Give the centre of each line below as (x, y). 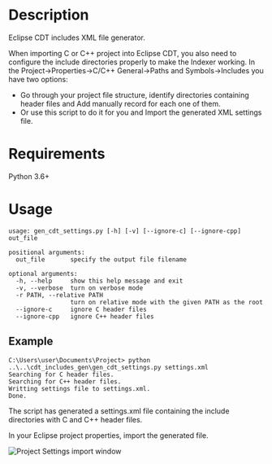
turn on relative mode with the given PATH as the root (167, 302)
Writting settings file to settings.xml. (80, 388)
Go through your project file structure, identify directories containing (134, 94)
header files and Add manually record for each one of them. (120, 103)
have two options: (38, 79)
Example (31, 341)
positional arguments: (47, 252)
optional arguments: (43, 274)
